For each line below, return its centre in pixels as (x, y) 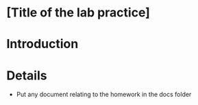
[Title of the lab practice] (78, 13)
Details (27, 75)
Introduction (42, 44)
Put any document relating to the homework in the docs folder (104, 95)
